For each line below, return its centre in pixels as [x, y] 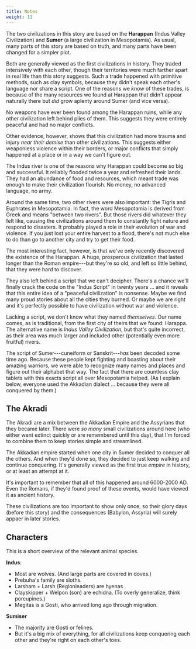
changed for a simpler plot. [39, 52]
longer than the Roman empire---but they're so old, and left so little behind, [97, 263]
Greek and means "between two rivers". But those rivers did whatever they [96, 215]
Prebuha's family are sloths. [48, 580]
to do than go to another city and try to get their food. [71, 239]
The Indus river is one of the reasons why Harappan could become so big [95, 166]
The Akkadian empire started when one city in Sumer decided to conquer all [98, 453]
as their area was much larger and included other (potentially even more [93, 335]
